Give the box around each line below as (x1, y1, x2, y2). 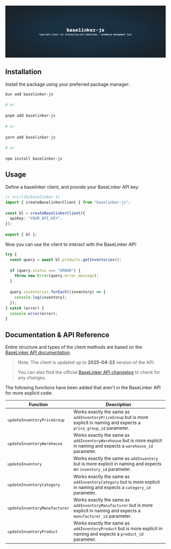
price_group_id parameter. (73, 425, 130, 431)
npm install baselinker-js (5, 156, 63, 161)
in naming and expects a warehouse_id (73, 443, 153, 449)
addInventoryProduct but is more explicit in (73, 526, 163, 532)
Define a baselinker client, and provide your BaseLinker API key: (5, 184, 139, 190)
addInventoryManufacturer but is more (73, 502, 153, 508)
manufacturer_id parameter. (73, 513, 132, 519)
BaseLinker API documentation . (5, 350, 71, 356)
